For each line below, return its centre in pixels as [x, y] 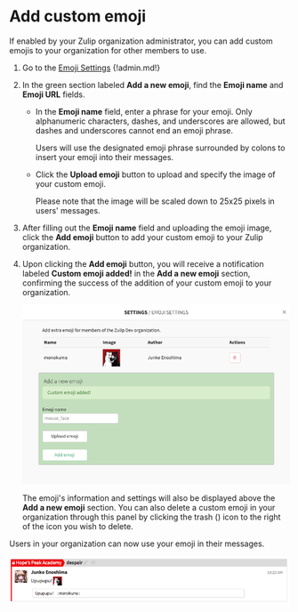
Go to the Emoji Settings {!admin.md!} [91, 68]
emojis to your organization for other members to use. [108, 50]
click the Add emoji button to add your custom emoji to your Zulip [143, 237]
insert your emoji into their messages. [105, 157]
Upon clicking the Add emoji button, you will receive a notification [143, 263]
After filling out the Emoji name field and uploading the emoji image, [147, 228]
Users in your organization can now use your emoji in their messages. [137, 544]
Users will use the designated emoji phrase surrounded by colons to [160, 148]
